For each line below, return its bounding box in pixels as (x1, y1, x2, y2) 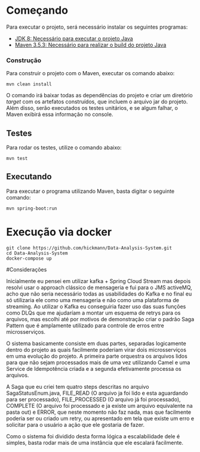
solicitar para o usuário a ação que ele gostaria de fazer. (6, 421, 145, 428)
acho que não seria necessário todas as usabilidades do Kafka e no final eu (6, 290, 192, 297)
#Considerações (6, 266, 47, 273)
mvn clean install (6, 81, 52, 87)
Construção (6, 56, 42, 64)
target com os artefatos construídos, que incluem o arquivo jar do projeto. (6, 98, 188, 105)
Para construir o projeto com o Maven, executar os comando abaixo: (6, 70, 175, 77)
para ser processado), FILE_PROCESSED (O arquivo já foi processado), (6, 395, 181, 403)
